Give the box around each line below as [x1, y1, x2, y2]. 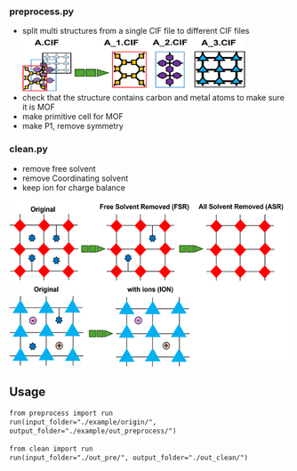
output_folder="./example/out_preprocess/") [9, 426, 177, 436]
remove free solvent [21, 163, 96, 174]
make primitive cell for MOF [21, 111, 124, 122]
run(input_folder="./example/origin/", [9, 418, 157, 427]
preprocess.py [9, 5, 74, 18]
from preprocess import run [9, 409, 114, 418]
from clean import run [9, 444, 93, 454]
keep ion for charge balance [21, 182, 126, 192]
